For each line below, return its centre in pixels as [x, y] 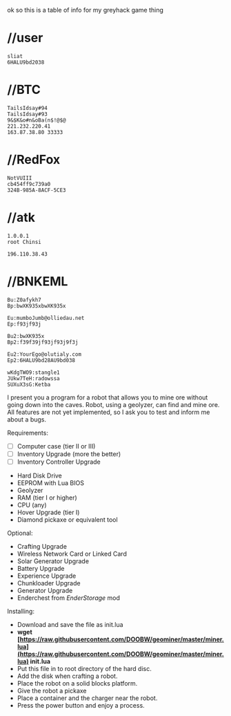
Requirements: [28, 433]
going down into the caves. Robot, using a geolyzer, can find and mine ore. [113, 404]
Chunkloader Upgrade [49, 583]
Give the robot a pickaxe [52, 690]
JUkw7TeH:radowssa [33, 378]
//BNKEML [38, 281]
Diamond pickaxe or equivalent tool [68, 519]
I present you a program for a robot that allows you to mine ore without [108, 397]
